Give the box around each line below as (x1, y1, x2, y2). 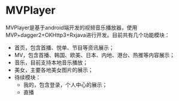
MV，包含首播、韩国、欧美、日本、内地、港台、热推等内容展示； (14, 51, 175, 58)
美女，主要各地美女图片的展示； (14, 66, 93, 73)
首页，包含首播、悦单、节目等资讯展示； (14, 44, 114, 51)
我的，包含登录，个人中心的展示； (23, 81, 108, 88)
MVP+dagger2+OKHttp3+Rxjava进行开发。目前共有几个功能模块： (5, 31, 170, 39)
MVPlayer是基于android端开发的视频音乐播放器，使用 (5, 24, 138, 31)
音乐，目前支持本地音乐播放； (14, 59, 88, 66)
